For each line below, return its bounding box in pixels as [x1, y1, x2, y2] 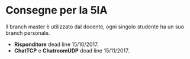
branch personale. [5, 29, 50, 36]
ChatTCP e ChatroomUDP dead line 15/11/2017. [14, 47, 130, 54]
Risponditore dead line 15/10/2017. [14, 41, 99, 48]
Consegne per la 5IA [5, 4, 108, 17]
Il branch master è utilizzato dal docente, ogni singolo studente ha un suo [5, 23, 185, 30]
